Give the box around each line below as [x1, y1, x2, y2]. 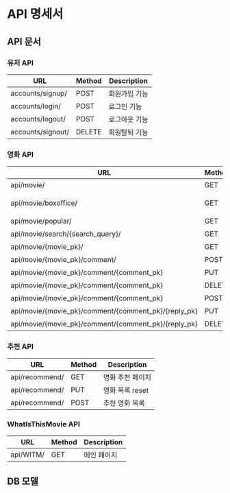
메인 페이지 [84, 450, 118, 459]
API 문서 [7, 36, 41, 47]
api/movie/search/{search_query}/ [10, 229, 121, 239]
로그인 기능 [108, 101, 142, 111]
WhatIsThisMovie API [7, 420, 81, 429]
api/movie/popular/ [10, 217, 72, 226]
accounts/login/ [10, 101, 62, 110]
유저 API [7, 58, 34, 67]
